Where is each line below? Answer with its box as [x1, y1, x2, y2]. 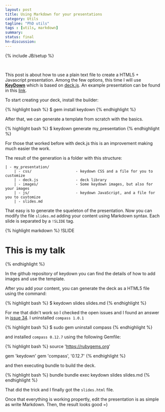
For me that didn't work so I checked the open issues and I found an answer [5, 309, 160, 315]
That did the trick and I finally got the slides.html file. [5, 386, 114, 392]
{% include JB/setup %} [5, 53, 54, 59]
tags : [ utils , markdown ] [5, 26, 58, 30]
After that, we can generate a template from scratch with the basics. [5, 116, 144, 122]
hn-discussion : [5, 39, 36, 44]
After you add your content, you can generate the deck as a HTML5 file [5, 285, 150, 291]
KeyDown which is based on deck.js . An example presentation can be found [5, 82, 161, 88]
